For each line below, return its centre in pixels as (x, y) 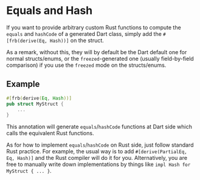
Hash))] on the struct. (77, 40)
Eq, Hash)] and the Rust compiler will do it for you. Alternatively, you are (97, 158)
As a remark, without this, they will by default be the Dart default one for (97, 52)
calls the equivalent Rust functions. (50, 133)
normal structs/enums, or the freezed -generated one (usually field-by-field (100, 58)
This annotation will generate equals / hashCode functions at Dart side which (99, 127)
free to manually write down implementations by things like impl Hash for (98, 164)
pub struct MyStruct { (35, 104)
